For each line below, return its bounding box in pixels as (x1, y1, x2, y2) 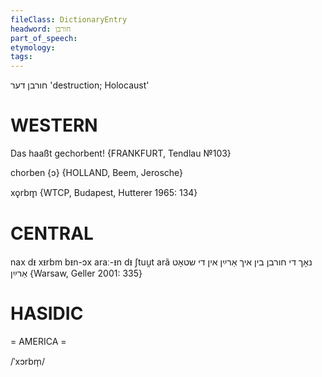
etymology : (10, 42, 56, 53)
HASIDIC (10, 302, 84, 325)
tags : (10, 52, 33, 62)
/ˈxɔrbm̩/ (10, 355, 45, 367)
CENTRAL (10, 222, 94, 245)
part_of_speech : (10, 33, 78, 43)
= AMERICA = (10, 335, 67, 347)
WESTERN (10, 114, 98, 137)
